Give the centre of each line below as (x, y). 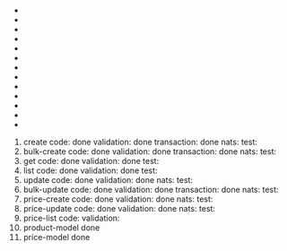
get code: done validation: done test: (91, 161)
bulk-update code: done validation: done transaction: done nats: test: (151, 190)
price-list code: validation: (71, 218)
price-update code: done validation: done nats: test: (119, 208)
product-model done (61, 228)
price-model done (57, 237)
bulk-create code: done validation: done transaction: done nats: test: (150, 151)
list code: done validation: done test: (90, 170)
